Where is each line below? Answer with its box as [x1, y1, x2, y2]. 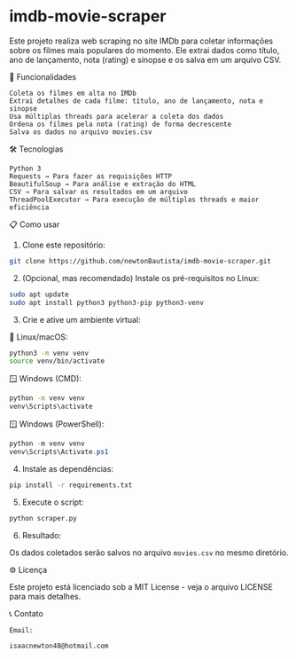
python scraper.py [9, 514, 77, 522]
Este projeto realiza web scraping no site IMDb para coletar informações [9, 35, 273, 46]
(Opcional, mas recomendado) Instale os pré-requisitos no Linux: [21, 272, 260, 283]
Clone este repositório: [21, 239, 106, 250]
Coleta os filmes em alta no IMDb [9, 89, 137, 98]
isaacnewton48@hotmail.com [9, 641, 109, 650]
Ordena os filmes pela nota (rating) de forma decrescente [9, 120, 232, 129]
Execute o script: [21, 497, 84, 507]
